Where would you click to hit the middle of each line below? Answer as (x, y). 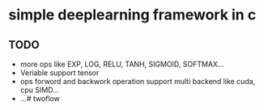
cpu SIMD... (39, 90)
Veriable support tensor (60, 73)
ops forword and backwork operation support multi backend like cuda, (138, 81)
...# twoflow (40, 98)
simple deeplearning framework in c (132, 15)
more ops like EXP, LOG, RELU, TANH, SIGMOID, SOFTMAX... (122, 64)
